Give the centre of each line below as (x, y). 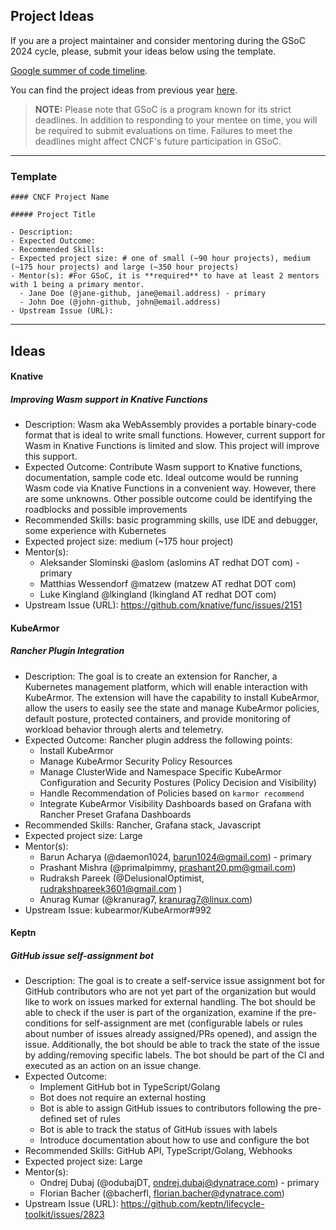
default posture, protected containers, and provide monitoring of (158, 718)
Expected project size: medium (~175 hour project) (129, 541)
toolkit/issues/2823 (64, 1215)
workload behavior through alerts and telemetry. (124, 729)
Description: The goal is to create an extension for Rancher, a (151, 676)
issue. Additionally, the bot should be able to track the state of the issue (172, 1045)
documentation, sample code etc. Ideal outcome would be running (161, 478)
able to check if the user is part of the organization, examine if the (160, 1013)
